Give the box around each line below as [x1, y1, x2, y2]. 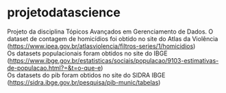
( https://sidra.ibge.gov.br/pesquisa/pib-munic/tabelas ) [7, 78, 161, 86]
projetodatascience [7, 5, 121, 21]
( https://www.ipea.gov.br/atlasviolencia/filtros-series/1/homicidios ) [7, 42, 196, 50]
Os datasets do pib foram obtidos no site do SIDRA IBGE [7, 70, 166, 79]
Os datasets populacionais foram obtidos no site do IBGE [7, 49, 168, 57]
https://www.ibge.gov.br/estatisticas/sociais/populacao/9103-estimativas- [9, 56, 219, 64]
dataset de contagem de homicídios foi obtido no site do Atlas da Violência [7, 34, 218, 42]
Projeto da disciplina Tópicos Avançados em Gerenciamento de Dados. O [7, 27, 214, 36]
